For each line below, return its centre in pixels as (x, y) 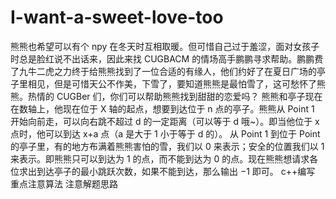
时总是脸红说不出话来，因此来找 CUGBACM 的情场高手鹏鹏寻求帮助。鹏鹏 (162, 58)
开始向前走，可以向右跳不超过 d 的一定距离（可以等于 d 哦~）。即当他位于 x (165, 121)
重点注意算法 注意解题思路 (64, 183)
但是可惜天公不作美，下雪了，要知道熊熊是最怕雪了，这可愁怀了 (185, 83)
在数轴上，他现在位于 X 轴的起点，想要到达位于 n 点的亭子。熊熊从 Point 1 (162, 108)
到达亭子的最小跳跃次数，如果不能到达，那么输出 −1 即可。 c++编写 (176, 171)
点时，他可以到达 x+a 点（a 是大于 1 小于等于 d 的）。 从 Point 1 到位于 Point (165, 133)
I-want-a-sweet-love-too (117, 17)
